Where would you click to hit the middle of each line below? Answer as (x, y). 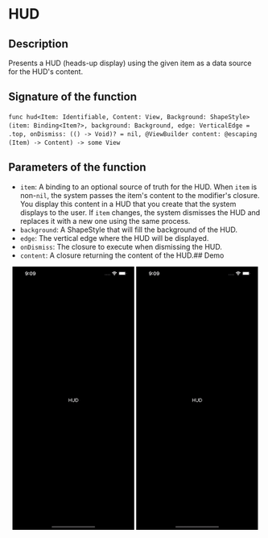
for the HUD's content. (45, 72)
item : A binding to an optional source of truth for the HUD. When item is (138, 187)
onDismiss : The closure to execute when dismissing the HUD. (121, 246)
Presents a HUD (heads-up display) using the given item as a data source (130, 63)
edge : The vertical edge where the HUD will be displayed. (114, 238)
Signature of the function (72, 97)
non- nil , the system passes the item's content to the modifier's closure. (140, 195)
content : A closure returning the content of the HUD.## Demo (122, 255)
